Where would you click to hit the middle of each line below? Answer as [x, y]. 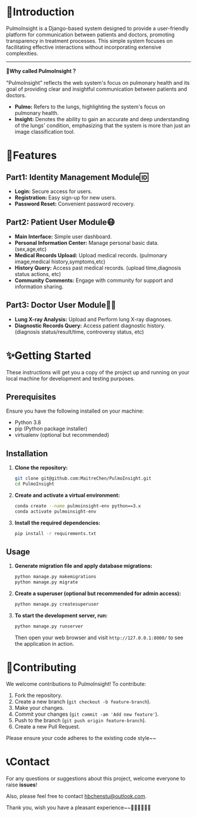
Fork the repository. [38, 695]
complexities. [22, 53]
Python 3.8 [28, 423]
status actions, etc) [38, 274]
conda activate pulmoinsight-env [55, 512]
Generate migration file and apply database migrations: [83, 566]
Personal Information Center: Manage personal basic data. [86, 243]
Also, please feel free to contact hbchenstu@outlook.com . [76, 796]
